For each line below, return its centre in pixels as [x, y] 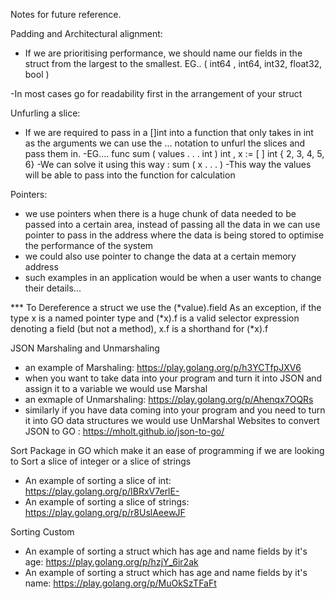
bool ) [37, 74]
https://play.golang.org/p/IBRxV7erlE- [102, 491]
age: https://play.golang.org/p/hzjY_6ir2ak [111, 562]
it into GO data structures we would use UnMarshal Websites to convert [172, 420]
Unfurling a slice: [45, 113]
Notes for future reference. [66, 14]
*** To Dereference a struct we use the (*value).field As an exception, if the [166, 307]
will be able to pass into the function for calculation [130, 175]
